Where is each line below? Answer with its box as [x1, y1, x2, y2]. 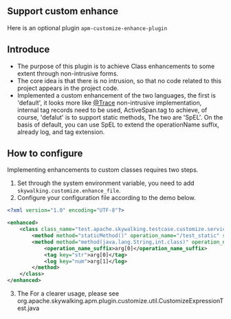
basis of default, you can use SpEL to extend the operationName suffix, [16, 120, 220, 129]
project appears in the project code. [16, 84, 119, 92]
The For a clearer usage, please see [16, 289, 119, 298]
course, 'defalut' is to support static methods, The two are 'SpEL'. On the [16, 113, 223, 121]
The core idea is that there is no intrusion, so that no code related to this [16, 76, 222, 85]
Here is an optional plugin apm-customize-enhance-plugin [7, 23, 168, 32]
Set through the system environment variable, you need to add [16, 179, 195, 188]
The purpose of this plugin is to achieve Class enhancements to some [16, 62, 215, 70]
